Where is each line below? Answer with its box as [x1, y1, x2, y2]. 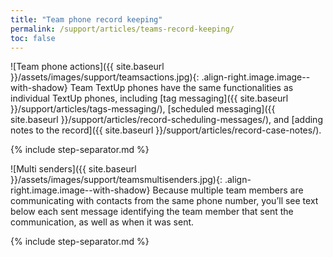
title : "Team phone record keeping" [10, 14, 163, 25]
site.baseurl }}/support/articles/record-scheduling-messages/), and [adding [10, 114, 323, 126]
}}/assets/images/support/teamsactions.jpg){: [10, 71, 200, 83]
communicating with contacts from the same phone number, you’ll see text [10, 195, 319, 207]
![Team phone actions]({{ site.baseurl [10, 61, 165, 73]
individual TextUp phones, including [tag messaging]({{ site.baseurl [10, 92, 289, 105]
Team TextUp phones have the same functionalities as [69, 82, 294, 94]
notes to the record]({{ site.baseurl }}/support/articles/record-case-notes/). [10, 124, 322, 136]
